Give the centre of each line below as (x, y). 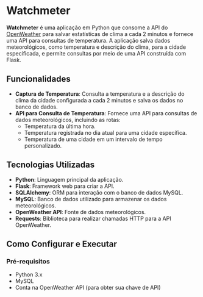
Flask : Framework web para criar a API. (65, 186)
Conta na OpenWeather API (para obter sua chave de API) (88, 288)
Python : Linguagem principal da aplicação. (69, 179)
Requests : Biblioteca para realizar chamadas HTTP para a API (93, 218)
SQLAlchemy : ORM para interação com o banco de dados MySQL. (99, 192)
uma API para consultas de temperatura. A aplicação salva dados (88, 40)
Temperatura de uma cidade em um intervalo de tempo (93, 139)
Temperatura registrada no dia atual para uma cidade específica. (105, 132)
